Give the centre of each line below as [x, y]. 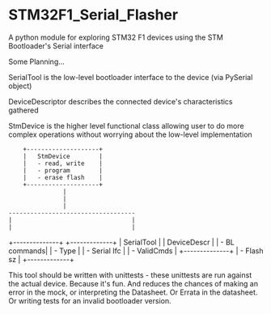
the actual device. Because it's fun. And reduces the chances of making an [133, 283]
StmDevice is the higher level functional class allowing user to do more [126, 125]
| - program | [63, 170]
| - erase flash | [63, 177]
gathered [23, 110]
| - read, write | [63, 163]
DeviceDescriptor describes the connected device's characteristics [121, 101]
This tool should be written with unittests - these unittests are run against [130, 275]
